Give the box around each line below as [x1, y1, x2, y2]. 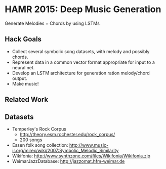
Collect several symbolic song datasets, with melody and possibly [12, 48, 150, 54]
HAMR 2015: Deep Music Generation [5, 4, 161, 15]
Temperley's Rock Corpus [12, 125, 67, 132]
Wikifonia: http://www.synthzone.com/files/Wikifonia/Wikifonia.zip [12, 153, 150, 159]
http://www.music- [69, 142, 109, 148]
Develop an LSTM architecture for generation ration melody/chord [12, 70, 150, 76]
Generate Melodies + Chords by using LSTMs [5, 20, 100, 26]
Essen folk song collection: [12, 142, 69, 148]
